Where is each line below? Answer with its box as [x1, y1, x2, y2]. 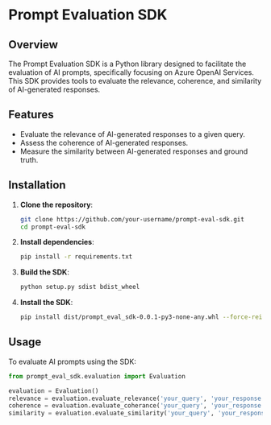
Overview [8, 38, 59, 52]
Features [8, 108, 54, 122]
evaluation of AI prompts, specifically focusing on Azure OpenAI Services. [8, 68, 254, 77]
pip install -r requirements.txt [19, 253, 133, 261]
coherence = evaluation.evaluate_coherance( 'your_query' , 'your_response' [8, 402, 265, 410]
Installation [8, 179, 66, 192]
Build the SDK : [19, 267, 70, 277]
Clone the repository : [19, 200, 94, 209]
